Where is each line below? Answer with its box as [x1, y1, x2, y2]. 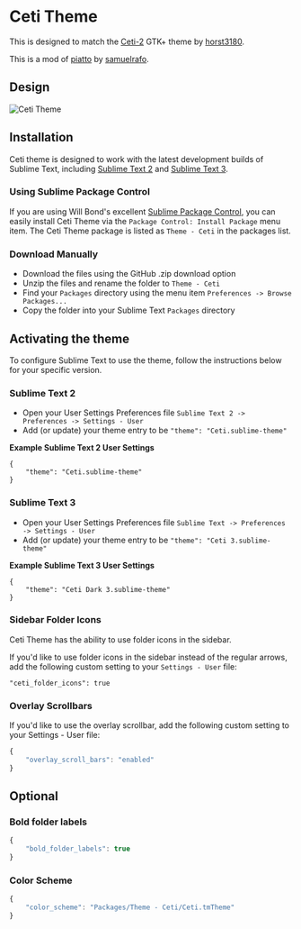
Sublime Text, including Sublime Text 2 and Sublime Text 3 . [9, 163, 229, 174]
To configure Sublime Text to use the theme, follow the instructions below [9, 354, 282, 366]
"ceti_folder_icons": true [9, 679, 111, 688]
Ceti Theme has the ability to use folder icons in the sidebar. [9, 633, 232, 645]
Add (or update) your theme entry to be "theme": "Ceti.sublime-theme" [22, 425, 288, 436]
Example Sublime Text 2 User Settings [9, 442, 155, 453]
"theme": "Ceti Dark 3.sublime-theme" [25, 585, 171, 594]
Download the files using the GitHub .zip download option [22, 269, 236, 279]
